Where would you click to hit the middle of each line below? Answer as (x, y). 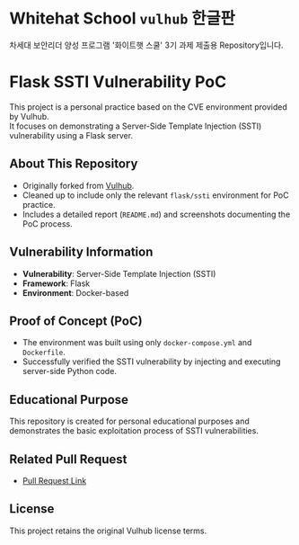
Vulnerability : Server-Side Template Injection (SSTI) (119, 273)
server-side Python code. (69, 371)
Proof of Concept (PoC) (76, 321)
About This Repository (74, 164)
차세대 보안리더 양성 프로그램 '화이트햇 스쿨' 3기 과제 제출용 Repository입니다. (147, 45)
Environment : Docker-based (75, 292)
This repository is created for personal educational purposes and (129, 421)
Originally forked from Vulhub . (78, 185)
